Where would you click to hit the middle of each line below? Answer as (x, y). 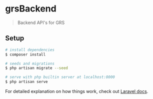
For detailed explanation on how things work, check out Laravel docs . (77, 91)
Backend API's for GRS (41, 22)
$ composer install (25, 54)
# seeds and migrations (30, 63)
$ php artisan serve (27, 82)
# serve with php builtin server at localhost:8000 (60, 77)
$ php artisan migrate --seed (37, 68)
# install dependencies (30, 50)
